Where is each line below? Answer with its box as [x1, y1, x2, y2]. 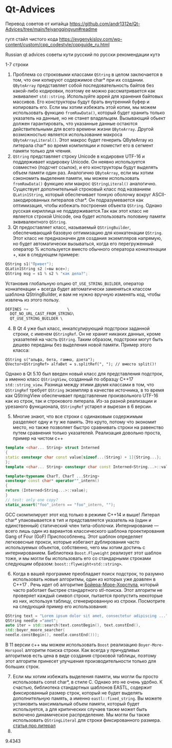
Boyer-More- [138, 643, 164, 648]
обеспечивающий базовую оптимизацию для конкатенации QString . [12, 230, 163, 236]
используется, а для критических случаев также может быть [12, 706, 147, 713]
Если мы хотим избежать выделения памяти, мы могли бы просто [12, 674, 159, 680]
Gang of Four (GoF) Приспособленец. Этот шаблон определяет [5, 533, 143, 539]
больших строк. [5, 664, 40, 670]
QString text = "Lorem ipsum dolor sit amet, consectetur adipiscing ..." [5, 613, 168, 619]
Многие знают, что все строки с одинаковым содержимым [12, 414, 143, 420]
